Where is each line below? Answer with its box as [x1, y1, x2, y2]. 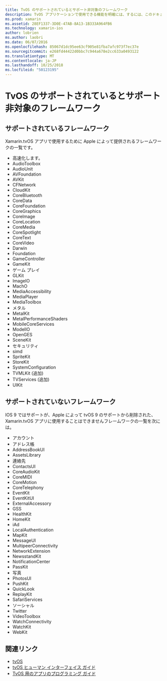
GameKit [12, 261, 31, 267]
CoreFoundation [12, 203, 46, 209]
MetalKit [12, 310, 30, 316]
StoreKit [12, 359, 29, 365]
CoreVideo [12, 240, 35, 246]
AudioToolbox [12, 161, 41, 167]
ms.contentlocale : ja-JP [5, 58, 57, 63]
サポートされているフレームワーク [5, 124, 109, 132]
